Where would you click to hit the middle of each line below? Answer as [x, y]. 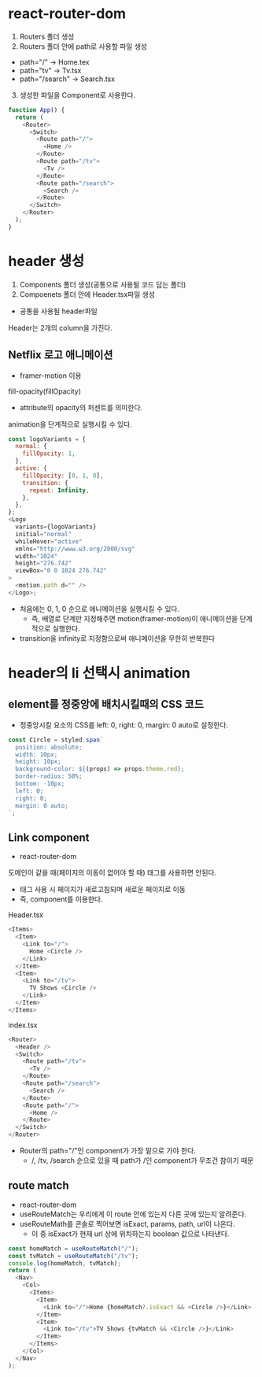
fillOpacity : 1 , [49, 453]
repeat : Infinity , [59, 490]
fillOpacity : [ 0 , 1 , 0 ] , [63, 476]
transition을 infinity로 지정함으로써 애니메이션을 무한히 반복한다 [117, 638]
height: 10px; [38, 762]
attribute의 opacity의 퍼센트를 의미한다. [81, 407]
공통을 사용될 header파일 [59, 311]
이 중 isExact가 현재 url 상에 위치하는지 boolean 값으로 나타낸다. [130, 1234]
